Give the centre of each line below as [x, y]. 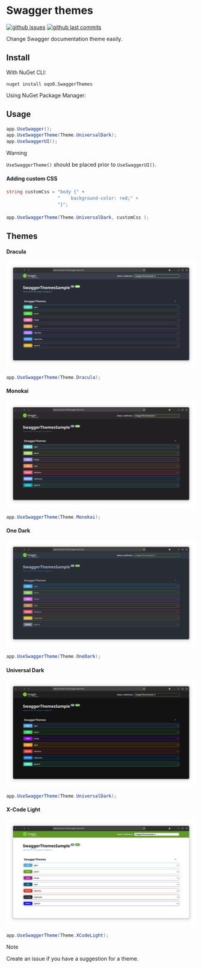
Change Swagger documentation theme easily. [64, 39]
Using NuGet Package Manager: [46, 95]
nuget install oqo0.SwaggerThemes [50, 84]
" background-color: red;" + [98, 198]
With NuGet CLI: [26, 72]
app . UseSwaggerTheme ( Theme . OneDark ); [54, 657]
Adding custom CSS [32, 178]
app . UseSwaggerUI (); [32, 142]
